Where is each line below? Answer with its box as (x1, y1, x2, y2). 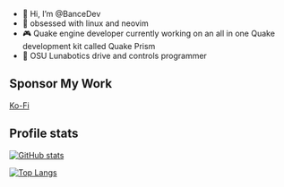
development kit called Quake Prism (22, 41, 156, 51)
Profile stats (9, 126, 79, 141)
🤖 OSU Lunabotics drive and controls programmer (22, 50, 208, 61)
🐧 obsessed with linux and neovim (22, 18, 150, 29)
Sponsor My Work (9, 76, 113, 91)
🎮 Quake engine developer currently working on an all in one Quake (22, 28, 276, 38)
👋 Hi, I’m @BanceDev (22, 9, 101, 19)
